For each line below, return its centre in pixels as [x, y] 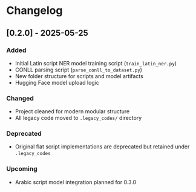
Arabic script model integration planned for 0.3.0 [76, 182]
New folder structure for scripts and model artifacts [79, 76]
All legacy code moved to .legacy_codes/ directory [78, 118]
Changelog [34, 11]
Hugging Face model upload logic [57, 82]
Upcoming [22, 169]
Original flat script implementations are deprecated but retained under [102, 147]
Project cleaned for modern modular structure [72, 111]
